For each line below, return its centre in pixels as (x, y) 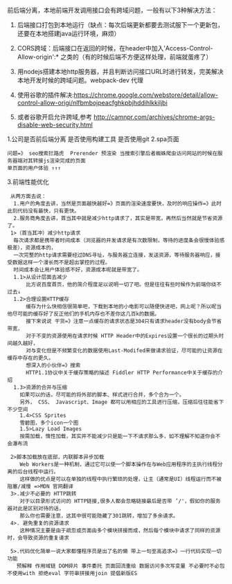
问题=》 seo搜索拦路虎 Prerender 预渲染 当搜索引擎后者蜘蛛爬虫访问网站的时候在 (113, 154)
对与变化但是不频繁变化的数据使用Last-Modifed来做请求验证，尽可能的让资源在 (124, 351)
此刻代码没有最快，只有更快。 (43, 211)
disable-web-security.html (55, 125)
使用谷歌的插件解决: (45, 95)
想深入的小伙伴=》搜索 (53, 365)
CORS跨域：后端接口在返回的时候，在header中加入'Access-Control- (115, 48)
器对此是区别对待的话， (36, 509)
